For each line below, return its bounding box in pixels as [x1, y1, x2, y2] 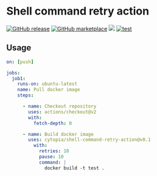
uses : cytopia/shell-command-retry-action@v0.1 [28, 137, 151, 143]
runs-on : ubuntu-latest [17, 81, 78, 87]
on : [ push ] [6, 59, 34, 65]
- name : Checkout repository [22, 103, 97, 109]
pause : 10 [38, 154, 64, 160]
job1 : [12, 75, 26, 81]
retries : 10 [38, 148, 69, 154]
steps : [17, 92, 34, 98]
